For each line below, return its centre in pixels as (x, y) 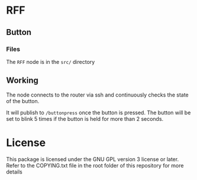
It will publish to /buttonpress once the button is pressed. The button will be (98, 112)
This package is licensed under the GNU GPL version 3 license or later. (93, 159)
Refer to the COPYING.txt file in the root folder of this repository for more (95, 165)
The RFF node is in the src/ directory (51, 62)
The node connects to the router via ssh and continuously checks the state (97, 95)
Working (22, 81)
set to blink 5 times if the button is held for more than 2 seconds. (85, 118)
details (14, 172)
